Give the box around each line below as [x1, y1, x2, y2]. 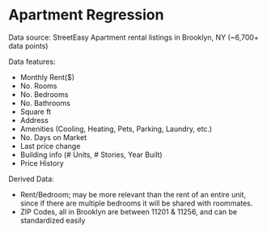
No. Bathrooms [19, 98, 71, 108]
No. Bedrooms [19, 89, 69, 99]
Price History [19, 158, 65, 167]
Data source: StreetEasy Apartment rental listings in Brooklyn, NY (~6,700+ [8, 32, 259, 42]
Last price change [19, 141, 81, 150]
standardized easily [19, 215, 86, 225]
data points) [8, 40, 49, 50]
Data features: [8, 57, 56, 66]
